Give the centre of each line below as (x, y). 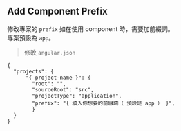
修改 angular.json (50, 52)
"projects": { (34, 71)
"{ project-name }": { (58, 78)
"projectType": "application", (77, 96)
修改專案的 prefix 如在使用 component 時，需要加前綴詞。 (90, 29)
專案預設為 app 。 (31, 37)
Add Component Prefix (58, 11)
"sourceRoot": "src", (63, 89)
